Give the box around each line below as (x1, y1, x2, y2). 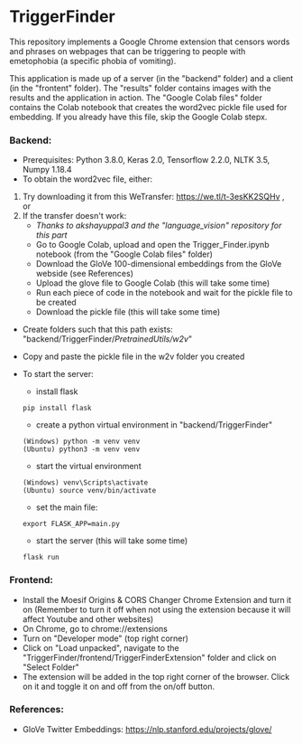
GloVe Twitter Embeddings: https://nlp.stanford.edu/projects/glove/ (22, 723, 272, 734)
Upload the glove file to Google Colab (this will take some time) (35, 278, 270, 288)
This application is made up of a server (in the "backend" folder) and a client (9, 72, 294, 83)
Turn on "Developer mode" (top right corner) (22, 633, 189, 644)
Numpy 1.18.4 (22, 165, 72, 175)
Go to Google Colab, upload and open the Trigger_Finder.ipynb (35, 240, 270, 250)
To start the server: (22, 369, 95, 380)
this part (35, 230, 68, 240)
